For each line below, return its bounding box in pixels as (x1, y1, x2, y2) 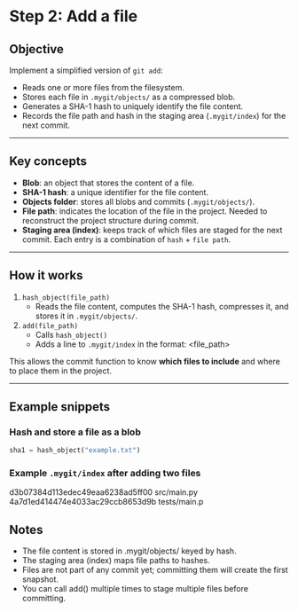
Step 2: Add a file (9, 6, 138, 27)
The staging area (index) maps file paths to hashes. (21, 555, 210, 566)
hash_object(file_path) (21, 293, 111, 302)
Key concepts (9, 153, 87, 169)
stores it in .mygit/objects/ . (35, 310, 138, 321)
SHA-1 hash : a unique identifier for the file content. (21, 186, 209, 197)
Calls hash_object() (35, 329, 108, 340)
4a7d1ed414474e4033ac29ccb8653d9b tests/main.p (9, 497, 204, 507)
